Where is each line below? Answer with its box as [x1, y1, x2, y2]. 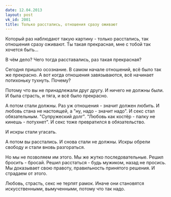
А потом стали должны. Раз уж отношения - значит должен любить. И [5, 103, 160, 109]
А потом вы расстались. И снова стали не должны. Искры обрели [5, 139, 151, 145]
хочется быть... [5, 47, 39, 53]
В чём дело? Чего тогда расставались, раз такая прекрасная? [5, 57, 142, 63]
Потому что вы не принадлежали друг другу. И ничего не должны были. [5, 87, 164, 94]
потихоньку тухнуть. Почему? [5, 77, 71, 83]
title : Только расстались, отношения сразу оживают [5, 21, 118, 27]
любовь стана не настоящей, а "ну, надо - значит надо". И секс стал [5, 108, 155, 114]
